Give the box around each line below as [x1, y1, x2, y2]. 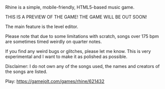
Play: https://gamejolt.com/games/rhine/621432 [5, 78, 105, 84]
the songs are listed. [5, 68, 48, 74]
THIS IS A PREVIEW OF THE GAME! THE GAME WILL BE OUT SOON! [5, 14, 147, 19]
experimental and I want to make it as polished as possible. [5, 53, 128, 59]
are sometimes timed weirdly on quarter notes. [5, 38, 102, 44]
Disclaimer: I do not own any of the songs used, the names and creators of [5, 63, 160, 69]
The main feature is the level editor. [5, 23, 78, 29]
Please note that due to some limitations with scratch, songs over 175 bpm [5, 33, 159, 39]
